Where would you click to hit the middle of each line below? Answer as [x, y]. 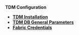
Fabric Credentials [32, 27]
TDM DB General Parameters [43, 22]
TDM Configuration [26, 7]
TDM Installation [30, 17]
